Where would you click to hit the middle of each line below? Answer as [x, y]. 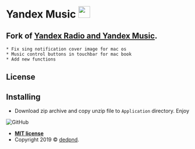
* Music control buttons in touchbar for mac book [69, 54]
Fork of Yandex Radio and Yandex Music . [82, 36]
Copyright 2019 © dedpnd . [47, 140]
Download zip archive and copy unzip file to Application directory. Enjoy [102, 111]
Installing [23, 97]
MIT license [29, 133]
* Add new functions [31, 59]
